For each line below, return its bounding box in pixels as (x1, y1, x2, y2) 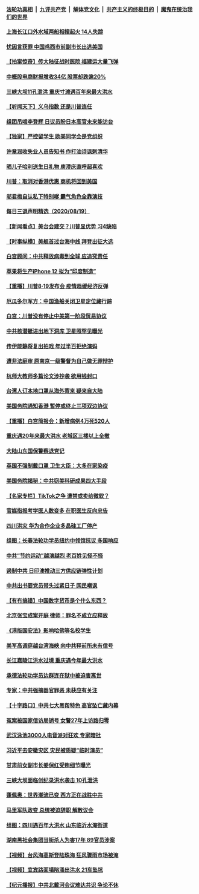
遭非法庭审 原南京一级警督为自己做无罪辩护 (6, 357, 113, 365)
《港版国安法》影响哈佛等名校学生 (6, 627, 91, 634)
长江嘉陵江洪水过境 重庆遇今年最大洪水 (6, 657, 103, 664)
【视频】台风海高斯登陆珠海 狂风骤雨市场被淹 (6, 851, 119, 858)
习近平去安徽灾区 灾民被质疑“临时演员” (6, 746, 104, 754)
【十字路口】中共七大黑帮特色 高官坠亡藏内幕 (6, 702, 119, 709)
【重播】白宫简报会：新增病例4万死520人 (6, 417, 110, 425)
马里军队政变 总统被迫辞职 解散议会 (6, 806, 93, 814)
